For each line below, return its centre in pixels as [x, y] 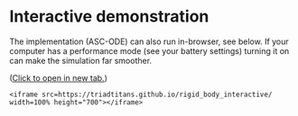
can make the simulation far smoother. [80, 60]
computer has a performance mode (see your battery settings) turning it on [149, 50]
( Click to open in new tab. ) [59, 77]
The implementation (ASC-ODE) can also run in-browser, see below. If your [149, 41]
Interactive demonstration [109, 17]
